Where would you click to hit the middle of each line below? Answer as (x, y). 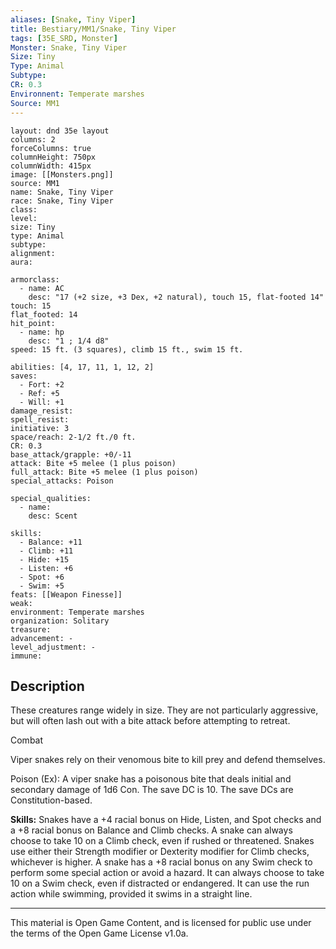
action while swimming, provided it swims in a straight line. (131, 894)
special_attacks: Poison (62, 481)
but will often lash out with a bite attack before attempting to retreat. (150, 721)
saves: (24, 376)
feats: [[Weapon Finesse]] (66, 594)
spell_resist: (40, 419)
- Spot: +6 (42, 577)
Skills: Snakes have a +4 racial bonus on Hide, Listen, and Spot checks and (166, 820)
